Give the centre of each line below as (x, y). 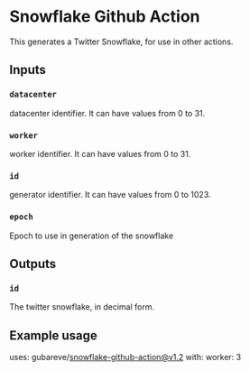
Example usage (53, 335)
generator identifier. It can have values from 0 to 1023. (110, 195)
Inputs (28, 70)
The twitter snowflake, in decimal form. (82, 307)
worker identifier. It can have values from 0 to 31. (100, 153)
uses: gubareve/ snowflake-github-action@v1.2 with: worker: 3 (125, 357)
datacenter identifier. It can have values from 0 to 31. (107, 113)
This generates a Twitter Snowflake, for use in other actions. (121, 42)
